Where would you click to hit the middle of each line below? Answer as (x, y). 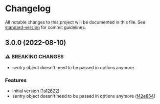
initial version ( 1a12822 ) (36, 91)
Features (16, 80)
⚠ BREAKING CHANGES (34, 57)
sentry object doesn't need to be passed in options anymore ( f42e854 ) (84, 96)
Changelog (28, 9)
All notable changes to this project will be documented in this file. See (75, 22)
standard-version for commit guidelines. (46, 27)
